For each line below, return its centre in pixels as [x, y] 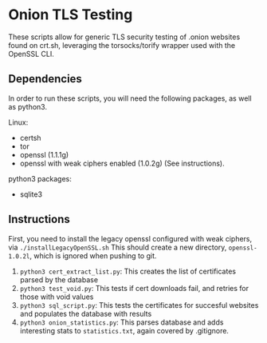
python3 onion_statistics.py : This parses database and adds [122, 322]
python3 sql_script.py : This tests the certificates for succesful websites [139, 305]
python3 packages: [40, 178]
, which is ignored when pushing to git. [93, 255]
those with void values [57, 297]
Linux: [18, 122]
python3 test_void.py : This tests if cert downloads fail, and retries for [134, 288]
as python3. [28, 106]
